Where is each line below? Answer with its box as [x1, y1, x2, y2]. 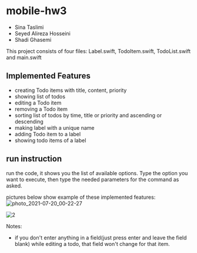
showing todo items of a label [14, 137, 86, 144]
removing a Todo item [14, 105, 68, 113]
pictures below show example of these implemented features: [6, 193, 156, 201]
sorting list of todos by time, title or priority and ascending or [14, 111, 162, 119]
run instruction [6, 154, 62, 164]
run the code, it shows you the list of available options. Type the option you [6, 169, 188, 176]
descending [14, 118, 44, 125]
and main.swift [6, 54, 42, 61]
